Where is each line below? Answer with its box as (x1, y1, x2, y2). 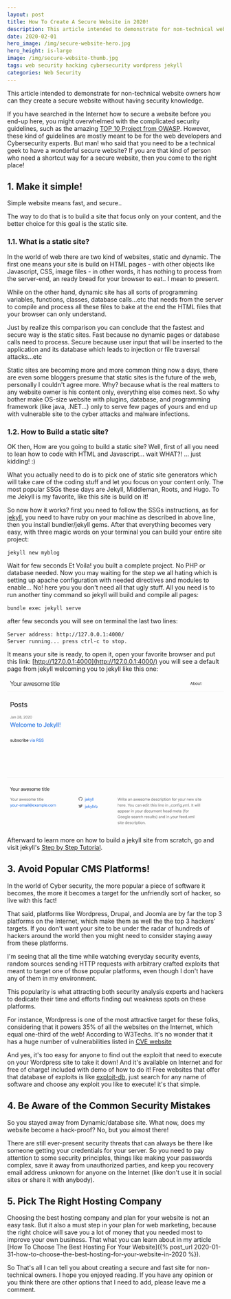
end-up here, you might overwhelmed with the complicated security (7, 117, 200, 125)
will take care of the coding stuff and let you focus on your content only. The (7, 478, 223, 486)
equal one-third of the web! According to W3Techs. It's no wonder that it (7, 1030, 213, 1038)
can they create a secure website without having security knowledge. (7, 96, 204, 105)
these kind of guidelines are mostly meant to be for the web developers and (7, 132, 222, 140)
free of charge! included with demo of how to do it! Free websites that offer (7, 1065, 220, 1074)
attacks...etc (7, 352, 43, 361)
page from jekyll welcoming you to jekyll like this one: (7, 665, 159, 673)
